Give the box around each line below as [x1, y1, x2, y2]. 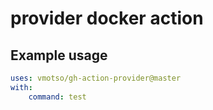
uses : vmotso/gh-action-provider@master [10, 73, 182, 83]
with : [10, 82, 33, 92]
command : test [28, 92, 87, 102]
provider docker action [10, 7, 204, 30]
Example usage [10, 47, 108, 64]
